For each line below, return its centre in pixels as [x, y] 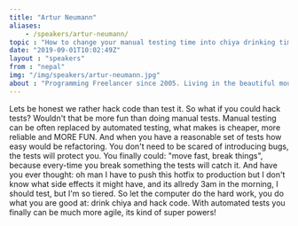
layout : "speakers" [47, 58]
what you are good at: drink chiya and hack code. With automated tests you [147, 203]
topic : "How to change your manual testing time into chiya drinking [142, 42]
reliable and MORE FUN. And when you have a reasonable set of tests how [145, 136]
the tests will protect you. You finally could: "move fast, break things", [136, 155]
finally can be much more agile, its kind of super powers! [113, 212]
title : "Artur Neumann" [53, 17]
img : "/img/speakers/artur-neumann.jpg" [85, 75]
